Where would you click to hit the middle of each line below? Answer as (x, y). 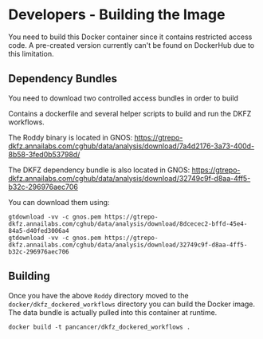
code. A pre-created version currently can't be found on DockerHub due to (131, 45)
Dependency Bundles (63, 79)
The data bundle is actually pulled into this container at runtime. (113, 312)
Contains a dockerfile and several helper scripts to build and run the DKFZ (130, 113)
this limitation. (31, 53)
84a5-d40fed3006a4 (39, 231)
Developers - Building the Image (117, 15)
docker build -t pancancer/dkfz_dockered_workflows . (100, 327)
